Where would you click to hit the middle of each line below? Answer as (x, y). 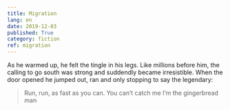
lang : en (20, 20)
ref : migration (29, 45)
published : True (30, 33)
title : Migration (32, 13)
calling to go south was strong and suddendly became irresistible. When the (115, 72)
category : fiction (33, 39)
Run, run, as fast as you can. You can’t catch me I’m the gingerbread (121, 93)
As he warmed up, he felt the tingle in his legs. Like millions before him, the (114, 65)
